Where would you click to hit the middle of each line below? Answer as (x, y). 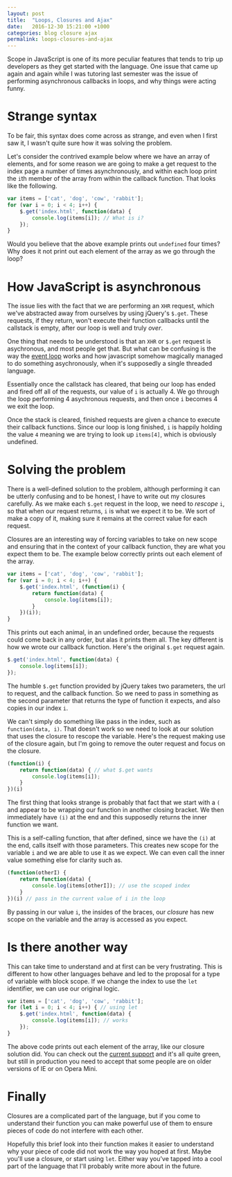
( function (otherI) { (37, 873)
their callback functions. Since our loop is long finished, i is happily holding (115, 427)
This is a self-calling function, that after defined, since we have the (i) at (111, 838)
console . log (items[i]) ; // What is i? (88, 218)
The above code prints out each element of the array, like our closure (106, 1046)
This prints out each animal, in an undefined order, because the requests (111, 632)
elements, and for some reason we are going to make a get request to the (112, 164)
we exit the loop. (31, 407)
